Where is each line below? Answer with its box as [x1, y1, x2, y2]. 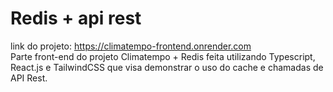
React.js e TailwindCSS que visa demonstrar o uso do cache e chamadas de [10, 61, 324, 73]
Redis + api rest [10, 7, 142, 30]
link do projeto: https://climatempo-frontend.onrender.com [10, 40, 252, 52]
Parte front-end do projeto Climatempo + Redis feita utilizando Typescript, [10, 50, 316, 62]
